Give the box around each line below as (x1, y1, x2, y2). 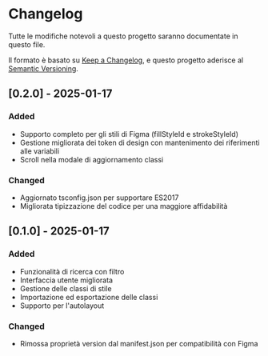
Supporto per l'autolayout (19, 301, 105, 310)
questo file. (8, 39, 46, 49)
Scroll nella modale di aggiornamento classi (19, 154, 164, 164)
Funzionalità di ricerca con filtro (19, 266, 125, 276)
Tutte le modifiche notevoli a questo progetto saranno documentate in (8, 31, 238, 41)
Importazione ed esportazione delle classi (19, 292, 158, 302)
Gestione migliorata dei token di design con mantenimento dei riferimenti (19, 138, 260, 147)
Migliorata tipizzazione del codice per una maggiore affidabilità (19, 201, 228, 210)
